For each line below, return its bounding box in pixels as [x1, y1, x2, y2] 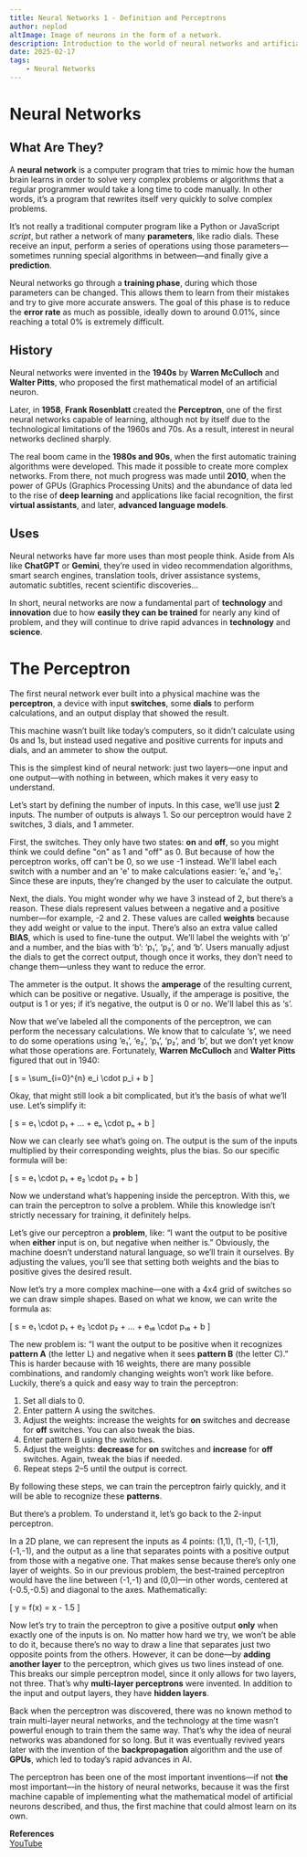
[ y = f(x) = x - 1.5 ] [9, 1602, 80, 1613]
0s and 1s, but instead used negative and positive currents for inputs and [9, 735, 283, 746]
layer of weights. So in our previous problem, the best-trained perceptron [9, 1565, 285, 1576]
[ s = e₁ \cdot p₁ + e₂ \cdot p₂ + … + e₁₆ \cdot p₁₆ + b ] [9, 1321, 211, 1332]
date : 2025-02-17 [9, 48, 76, 57]
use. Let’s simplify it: [9, 1100, 87, 1111]
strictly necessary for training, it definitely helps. [9, 1210, 192, 1221]
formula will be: [9, 1155, 68, 1166]
